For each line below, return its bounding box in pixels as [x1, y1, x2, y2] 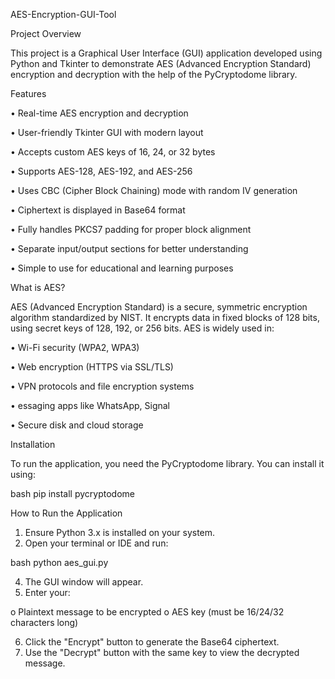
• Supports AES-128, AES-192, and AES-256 [10, 165, 193, 177]
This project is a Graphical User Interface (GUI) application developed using [10, 47, 323, 59]
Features [10, 88, 47, 99]
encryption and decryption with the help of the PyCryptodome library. [10, 69, 298, 80]
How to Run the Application [10, 507, 123, 519]
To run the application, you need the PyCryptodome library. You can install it [10, 458, 325, 469]
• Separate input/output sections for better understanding [10, 243, 249, 254]
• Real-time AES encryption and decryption [10, 107, 189, 119]
